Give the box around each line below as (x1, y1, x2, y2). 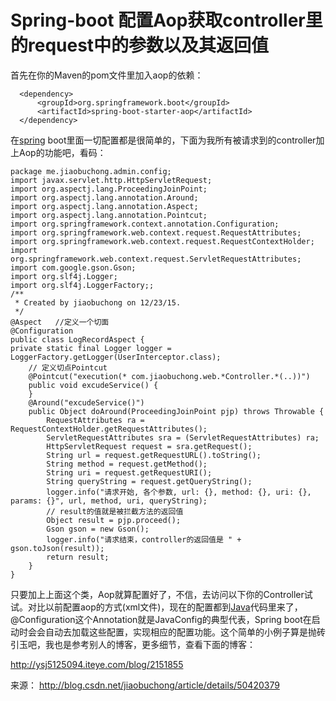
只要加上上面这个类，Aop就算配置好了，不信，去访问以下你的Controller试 (10, 588, 313, 600)
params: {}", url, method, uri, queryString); (10, 496, 208, 506)
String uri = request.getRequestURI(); (46, 467, 213, 478)
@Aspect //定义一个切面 (10, 317, 110, 327)
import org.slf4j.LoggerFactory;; (10, 280, 155, 290)
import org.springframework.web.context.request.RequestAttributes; (10, 227, 302, 238)
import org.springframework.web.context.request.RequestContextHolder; (10, 236, 315, 246)
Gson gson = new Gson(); (46, 524, 150, 534)
